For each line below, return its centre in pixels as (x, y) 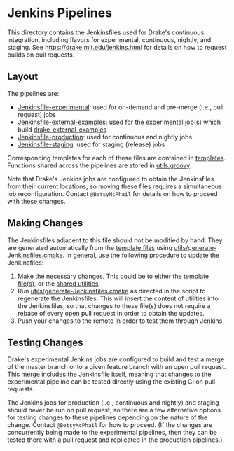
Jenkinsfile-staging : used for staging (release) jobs (91, 144)
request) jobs (36, 114)
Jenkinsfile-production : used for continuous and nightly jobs (105, 137)
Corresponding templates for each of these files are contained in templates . (117, 158)
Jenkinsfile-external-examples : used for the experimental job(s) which (119, 122)
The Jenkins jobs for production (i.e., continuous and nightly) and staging (113, 403)
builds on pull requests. (41, 55)
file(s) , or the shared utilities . (58, 283)
